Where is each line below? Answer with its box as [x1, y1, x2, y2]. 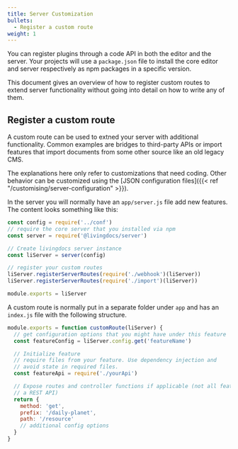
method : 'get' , [20, 402, 65, 409]
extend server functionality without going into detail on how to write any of [7, 86, 225, 94]
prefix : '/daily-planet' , [20, 409, 97, 416]
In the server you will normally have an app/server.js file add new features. [7, 198, 228, 206]
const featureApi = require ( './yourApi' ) [13, 370, 138, 377]
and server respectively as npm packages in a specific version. [7, 64, 192, 73]
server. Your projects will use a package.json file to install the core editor [7, 57, 218, 66]
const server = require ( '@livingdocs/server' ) [7, 232, 147, 239]
